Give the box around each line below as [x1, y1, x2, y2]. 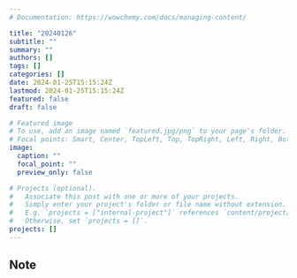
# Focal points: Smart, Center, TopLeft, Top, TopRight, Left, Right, [9, 135, 275, 144]
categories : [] [9, 70, 65, 79]
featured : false [9, 94, 69, 103]
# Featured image [9, 118, 73, 128]
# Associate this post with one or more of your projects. [9, 192, 240, 201]
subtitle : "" [9, 37, 57, 46]
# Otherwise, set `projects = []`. [9, 217, 148, 226]
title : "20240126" [9, 28, 77, 38]
